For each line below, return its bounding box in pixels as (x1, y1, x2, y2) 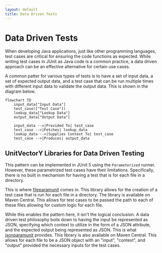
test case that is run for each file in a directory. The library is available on (5, 192, 150, 198)
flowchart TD (5, 98, 31, 103)
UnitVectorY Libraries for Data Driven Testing (5, 149, 145, 157)
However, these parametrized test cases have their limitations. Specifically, (5, 167, 155, 173)
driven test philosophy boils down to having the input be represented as (5, 217, 148, 223)
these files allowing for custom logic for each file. (5, 202, 103, 208)
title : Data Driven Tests (5, 12, 57, 16)
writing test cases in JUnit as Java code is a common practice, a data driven (5, 59, 157, 64)
